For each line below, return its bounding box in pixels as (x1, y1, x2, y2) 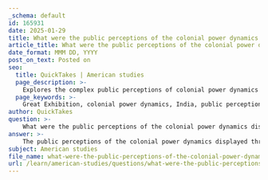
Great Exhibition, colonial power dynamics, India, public (22, 100, 223, 108)
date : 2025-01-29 (8, 26, 66, 34)
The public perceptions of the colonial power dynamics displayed (22, 137, 248, 146)
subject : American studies (8, 145, 98, 153)
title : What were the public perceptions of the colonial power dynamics (8, 33, 259, 42)
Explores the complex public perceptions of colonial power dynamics (22, 85, 259, 94)
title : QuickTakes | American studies (15, 71, 145, 79)
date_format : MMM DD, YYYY (8, 49, 98, 57)
